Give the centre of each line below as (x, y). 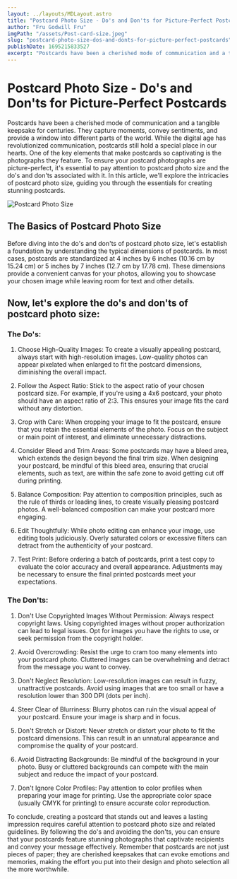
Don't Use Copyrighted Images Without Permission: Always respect (116, 615)
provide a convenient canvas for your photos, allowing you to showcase (112, 273)
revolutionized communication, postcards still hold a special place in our (112, 145)
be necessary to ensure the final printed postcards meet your (107, 574)
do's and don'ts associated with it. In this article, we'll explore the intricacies (118, 175)
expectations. (37, 582)
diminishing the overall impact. (62, 372)
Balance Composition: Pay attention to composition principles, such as (120, 495)
